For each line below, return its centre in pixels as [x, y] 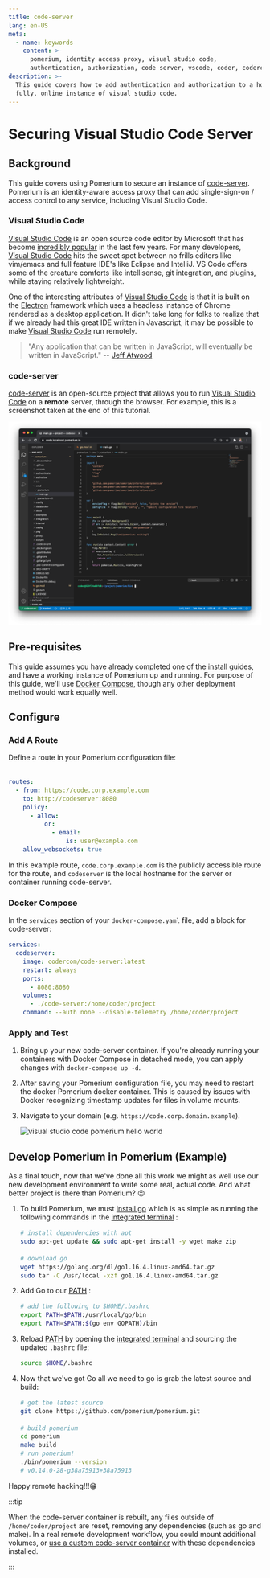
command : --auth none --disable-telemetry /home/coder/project [131, 1013]
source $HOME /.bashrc [56, 1363]
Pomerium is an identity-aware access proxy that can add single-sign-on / [131, 191]
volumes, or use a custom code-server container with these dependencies [132, 1543]
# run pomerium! [47, 1454]
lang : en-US [28, 25]
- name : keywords [45, 43]
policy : [35, 807]
